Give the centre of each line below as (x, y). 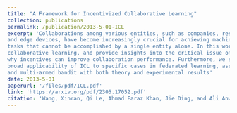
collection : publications (45, 20)
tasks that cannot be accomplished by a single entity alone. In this (113, 46)
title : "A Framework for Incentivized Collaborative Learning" (102, 14)
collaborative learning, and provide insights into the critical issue (115, 53)
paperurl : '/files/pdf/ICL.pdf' (55, 86)
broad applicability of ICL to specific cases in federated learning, (113, 66)
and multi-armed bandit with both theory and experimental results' (110, 72)
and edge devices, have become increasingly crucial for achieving (109, 40)
